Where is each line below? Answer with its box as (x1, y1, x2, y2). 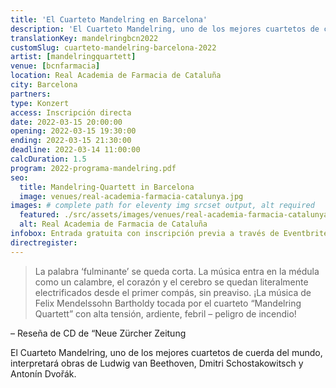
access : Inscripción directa (10, 107, 132, 118)
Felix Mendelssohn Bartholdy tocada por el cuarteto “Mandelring (34, 297, 302, 309)
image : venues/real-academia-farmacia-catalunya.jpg (19, 191, 244, 201)
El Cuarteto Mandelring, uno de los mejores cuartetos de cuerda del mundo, (10, 346, 323, 358)
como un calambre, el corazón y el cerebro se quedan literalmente (34, 276, 309, 288)
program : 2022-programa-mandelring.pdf (10, 163, 177, 173)
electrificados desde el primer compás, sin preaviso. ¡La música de (34, 286, 312, 298)
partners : (10, 89, 52, 99)
